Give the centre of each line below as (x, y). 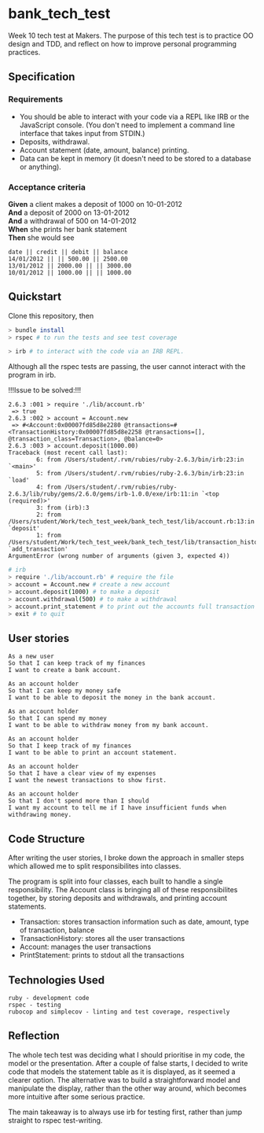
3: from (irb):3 (63, 508)
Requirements (36, 99)
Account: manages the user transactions (85, 947)
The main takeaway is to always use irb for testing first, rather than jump (125, 1112)
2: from (49, 515)
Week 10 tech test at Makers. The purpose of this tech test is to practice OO (131, 35)
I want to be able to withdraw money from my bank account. (109, 725)
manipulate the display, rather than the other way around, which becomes (128, 1088)
